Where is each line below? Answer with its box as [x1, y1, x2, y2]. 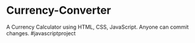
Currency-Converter [6, 4, 112, 17]
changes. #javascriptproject [6, 29, 76, 36]
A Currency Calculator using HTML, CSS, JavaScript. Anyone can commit [6, 23, 189, 30]
